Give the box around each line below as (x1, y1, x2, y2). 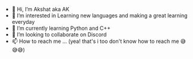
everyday (11, 18, 35, 25)
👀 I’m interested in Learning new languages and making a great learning (11, 12, 188, 19)
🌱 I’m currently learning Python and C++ (11, 24, 111, 32)
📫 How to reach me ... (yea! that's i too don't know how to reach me (11, 38, 179, 45)
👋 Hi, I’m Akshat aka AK (11, 6, 69, 13)
